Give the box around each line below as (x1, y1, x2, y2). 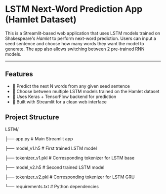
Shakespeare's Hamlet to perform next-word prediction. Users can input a (5, 35, 157, 41)
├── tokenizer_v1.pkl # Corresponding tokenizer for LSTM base (5, 155, 135, 161)
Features (5, 70, 33, 78)
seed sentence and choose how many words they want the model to (5, 40, 144, 46)
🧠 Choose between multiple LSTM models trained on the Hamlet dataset (12, 88, 160, 94)
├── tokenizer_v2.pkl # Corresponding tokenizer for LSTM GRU (5, 174, 135, 180)
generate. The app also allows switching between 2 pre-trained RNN (5, 46, 145, 52)
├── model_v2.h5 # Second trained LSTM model (5, 164, 105, 170)
